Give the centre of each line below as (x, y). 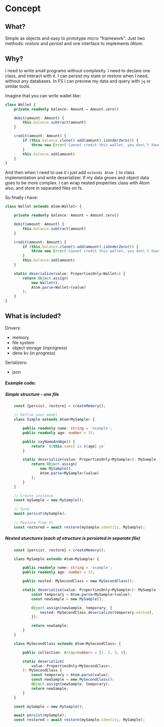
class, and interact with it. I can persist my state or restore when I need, (77, 76)
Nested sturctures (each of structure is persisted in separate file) (73, 538)
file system (23, 342)
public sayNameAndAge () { (49, 441)
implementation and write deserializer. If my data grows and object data (77, 178)
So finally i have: (21, 198)
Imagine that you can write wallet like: (43, 95)
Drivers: (13, 328)
